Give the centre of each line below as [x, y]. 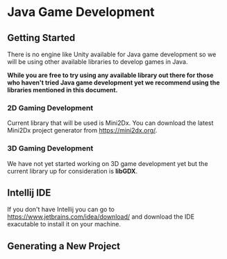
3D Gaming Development [50, 149]
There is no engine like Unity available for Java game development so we [112, 54]
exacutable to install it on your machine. [64, 224]
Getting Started [41, 38]
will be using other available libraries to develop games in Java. [98, 62]
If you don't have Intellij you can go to [61, 210]
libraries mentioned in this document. [62, 90]
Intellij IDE [29, 193]
